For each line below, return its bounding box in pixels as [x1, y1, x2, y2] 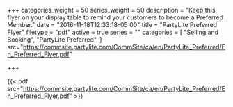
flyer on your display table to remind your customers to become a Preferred [7, 13, 224, 22]
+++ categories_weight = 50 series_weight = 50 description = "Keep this [7, 6, 216, 14]
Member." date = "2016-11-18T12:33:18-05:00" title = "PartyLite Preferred [7, 21, 218, 28]
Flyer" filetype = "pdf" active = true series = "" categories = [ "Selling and [7, 28, 219, 36]
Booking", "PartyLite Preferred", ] [7, 35, 102, 44]
